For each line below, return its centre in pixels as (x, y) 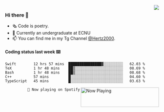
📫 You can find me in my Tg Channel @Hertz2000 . (64, 38)
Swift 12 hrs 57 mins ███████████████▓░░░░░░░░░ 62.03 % (75, 64)
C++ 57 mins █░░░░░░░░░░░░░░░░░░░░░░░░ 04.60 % (75, 77)
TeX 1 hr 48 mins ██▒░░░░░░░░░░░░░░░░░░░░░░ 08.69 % (75, 68)
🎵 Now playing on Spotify (54, 90)
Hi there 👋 (17, 15)
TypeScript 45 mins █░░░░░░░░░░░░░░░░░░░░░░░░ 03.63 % (75, 81)
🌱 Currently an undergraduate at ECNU (51, 33)
